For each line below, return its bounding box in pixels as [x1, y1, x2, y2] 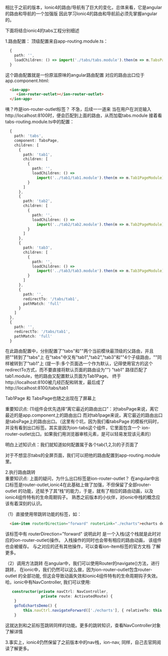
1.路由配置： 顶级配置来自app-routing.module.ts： [5, 38, 108, 44]
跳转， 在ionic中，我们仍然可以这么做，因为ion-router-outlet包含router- [5, 567, 152, 573]
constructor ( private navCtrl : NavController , [11, 589, 108, 594]
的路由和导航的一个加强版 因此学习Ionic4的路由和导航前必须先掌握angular [5, 11, 157, 17]
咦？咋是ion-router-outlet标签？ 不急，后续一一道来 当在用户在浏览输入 [5, 106, 151, 112]
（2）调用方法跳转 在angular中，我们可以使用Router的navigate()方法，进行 [5, 560, 160, 566]
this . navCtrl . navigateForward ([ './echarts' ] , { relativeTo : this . [23, 608, 164, 613]
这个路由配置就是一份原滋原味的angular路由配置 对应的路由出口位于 [5, 72, 145, 78]
